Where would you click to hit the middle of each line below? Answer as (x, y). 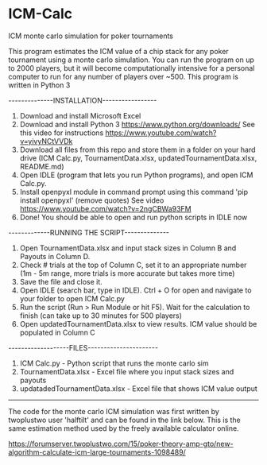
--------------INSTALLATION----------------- (83, 100)
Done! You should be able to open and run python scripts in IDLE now (133, 217)
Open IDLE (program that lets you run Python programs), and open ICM (136, 175)
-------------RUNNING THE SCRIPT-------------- (89, 232)
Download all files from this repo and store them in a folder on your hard (137, 149)
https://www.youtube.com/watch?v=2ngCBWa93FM (106, 208)
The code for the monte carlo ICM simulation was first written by (114, 411)
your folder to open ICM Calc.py (72, 298)
